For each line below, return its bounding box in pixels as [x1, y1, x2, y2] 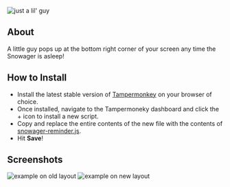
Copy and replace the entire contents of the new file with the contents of [16, 119, 223, 127]
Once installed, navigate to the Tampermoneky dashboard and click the [16, 104, 220, 113]
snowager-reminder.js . [16, 126, 81, 135]
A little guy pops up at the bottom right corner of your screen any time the [7, 45, 216, 53]
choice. [16, 97, 39, 106]
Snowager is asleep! [7, 52, 65, 60]
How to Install [7, 72, 67, 84]
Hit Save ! [16, 134, 43, 142]
